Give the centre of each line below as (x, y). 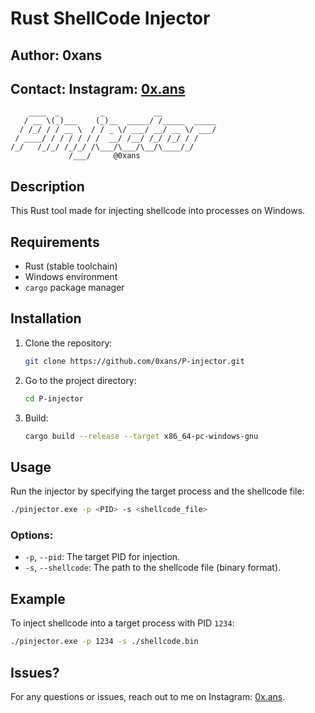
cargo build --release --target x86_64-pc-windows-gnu (141, 436)
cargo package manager (74, 288)
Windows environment (71, 277)
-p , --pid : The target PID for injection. (102, 557)
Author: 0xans (56, 55)
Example (38, 598)
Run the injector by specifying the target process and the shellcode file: (157, 491)
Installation (46, 318)
